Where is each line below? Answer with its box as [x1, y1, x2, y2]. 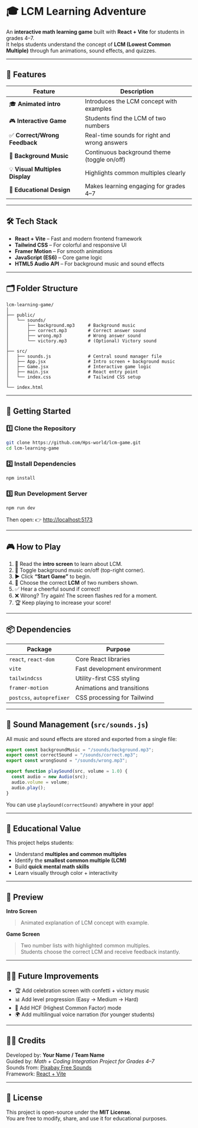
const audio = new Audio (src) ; [11, 774, 88, 780]
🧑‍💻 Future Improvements [6, 971, 99, 981]
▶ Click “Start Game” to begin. [14, 573, 91, 580]
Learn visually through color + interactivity [14, 870, 118, 877]
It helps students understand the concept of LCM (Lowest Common [6, 41, 171, 48]
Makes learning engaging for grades [84, 182, 186, 190]
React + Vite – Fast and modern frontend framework [14, 235, 143, 242]
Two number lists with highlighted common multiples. [20, 942, 150, 949]
